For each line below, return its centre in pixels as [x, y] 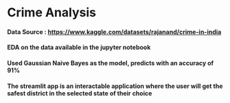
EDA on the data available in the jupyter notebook [79, 47]
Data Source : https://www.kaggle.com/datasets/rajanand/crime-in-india [114, 31]
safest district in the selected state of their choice [80, 93]
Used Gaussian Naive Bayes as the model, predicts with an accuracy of [111, 63]
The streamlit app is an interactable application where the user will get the [115, 86]
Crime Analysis [51, 13]
